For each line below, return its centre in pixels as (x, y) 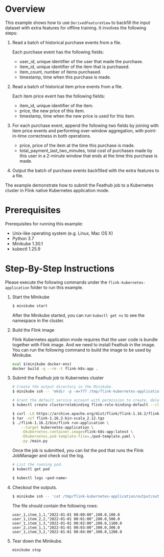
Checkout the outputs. (35, 487)
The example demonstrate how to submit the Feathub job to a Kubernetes (79, 185)
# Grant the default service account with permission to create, (80, 400)
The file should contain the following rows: (55, 506)
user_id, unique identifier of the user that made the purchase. (81, 61)
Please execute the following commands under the (56, 282)
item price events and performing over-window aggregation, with (78, 130)
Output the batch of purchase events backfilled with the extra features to (86, 170)
